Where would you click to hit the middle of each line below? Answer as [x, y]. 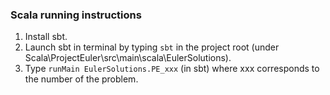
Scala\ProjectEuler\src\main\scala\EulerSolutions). [128, 58]
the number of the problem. [81, 79]
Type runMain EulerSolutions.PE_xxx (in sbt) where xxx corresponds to [172, 69]
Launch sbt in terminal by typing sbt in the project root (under [152, 47]
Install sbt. [46, 37]
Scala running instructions [76, 15]
